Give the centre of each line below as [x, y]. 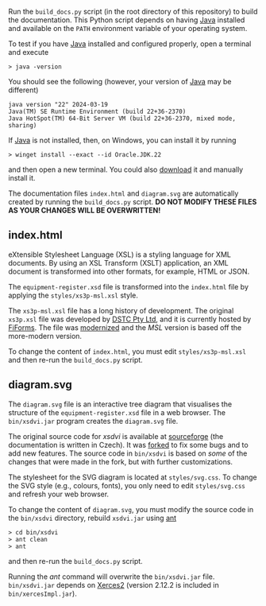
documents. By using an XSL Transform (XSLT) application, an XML [118, 262]
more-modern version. [45, 336]
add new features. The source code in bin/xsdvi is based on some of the [128, 453]
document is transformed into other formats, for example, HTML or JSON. [129, 271]
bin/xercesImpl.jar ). [42, 593]
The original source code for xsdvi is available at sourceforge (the [116, 436]
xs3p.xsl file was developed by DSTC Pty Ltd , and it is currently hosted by [130, 319]
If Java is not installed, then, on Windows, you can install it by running [122, 140]
